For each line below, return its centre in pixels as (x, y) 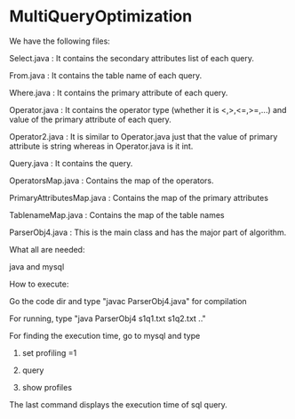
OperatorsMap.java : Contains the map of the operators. (112, 181)
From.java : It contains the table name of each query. (106, 75)
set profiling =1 (49, 352)
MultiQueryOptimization (101, 16)
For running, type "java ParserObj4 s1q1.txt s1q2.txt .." (108, 318)
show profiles (47, 387)
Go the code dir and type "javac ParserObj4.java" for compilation (128, 301)
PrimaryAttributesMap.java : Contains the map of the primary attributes (139, 197)
